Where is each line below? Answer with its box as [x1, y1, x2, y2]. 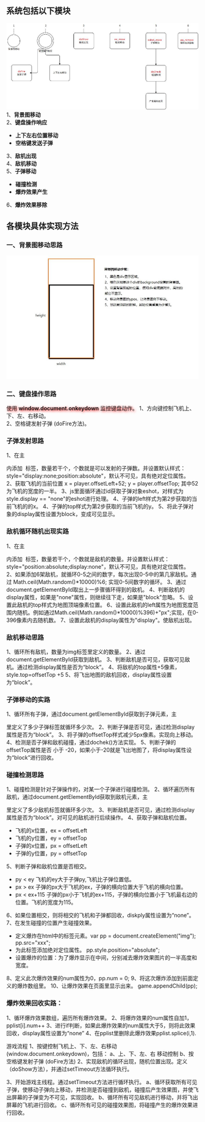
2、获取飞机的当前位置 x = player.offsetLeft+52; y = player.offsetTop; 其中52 [6, 480, 198, 487]
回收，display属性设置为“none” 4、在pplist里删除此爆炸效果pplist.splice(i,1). [6, 1029, 196, 1036]
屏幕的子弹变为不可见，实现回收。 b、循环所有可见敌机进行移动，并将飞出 [11, 1093, 198, 1101]
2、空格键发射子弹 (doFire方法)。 [6, 420, 90, 427]
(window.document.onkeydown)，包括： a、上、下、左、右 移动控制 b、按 [6, 1050, 194, 1057]
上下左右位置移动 [15, 132, 59, 139]
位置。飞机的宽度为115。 [15, 898, 77, 906]
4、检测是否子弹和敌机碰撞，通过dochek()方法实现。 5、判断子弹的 [6, 738, 176, 746]
